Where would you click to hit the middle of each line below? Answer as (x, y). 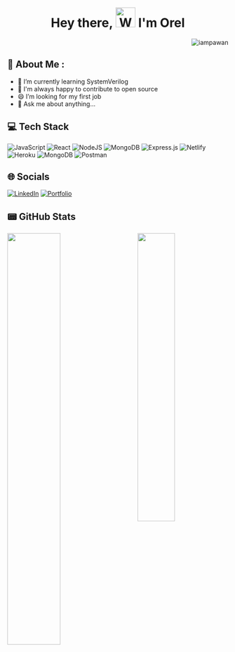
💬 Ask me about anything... (56, 104)
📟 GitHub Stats (41, 217)
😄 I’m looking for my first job (59, 96)
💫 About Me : (36, 64)
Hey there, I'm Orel (118, 23)
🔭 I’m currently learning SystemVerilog (73, 81)
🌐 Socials (29, 177)
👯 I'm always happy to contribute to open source (88, 89)
